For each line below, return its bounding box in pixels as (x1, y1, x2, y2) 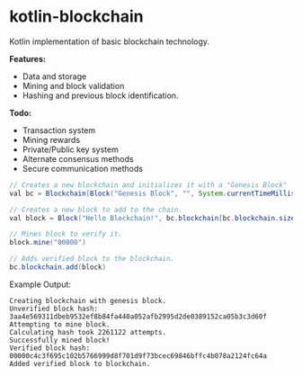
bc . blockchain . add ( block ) (9, 263, 106, 272)
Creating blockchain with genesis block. (9, 296, 167, 305)
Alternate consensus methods (22, 153, 134, 164)
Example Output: (9, 279, 72, 290)
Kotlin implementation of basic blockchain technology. (9, 36, 209, 47)
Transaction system (22, 124, 96, 136)
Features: (9, 53, 47, 64)
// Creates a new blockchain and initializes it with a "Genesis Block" (9, 180, 288, 190)
